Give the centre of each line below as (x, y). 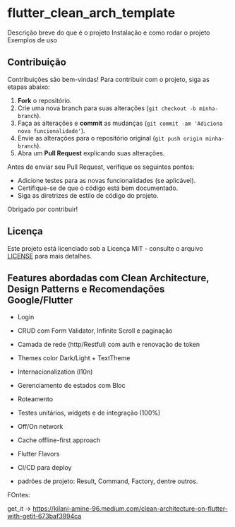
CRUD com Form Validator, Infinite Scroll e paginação (95, 331)
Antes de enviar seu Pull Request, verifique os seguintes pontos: (101, 167)
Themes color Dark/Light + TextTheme (74, 358)
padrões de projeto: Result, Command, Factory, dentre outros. (108, 481)
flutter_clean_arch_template (91, 13)
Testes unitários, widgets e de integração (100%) (89, 413)
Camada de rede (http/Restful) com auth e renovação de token (109, 345)
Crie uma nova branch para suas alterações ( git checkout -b (107, 108)
